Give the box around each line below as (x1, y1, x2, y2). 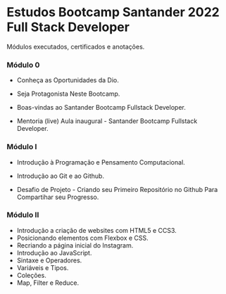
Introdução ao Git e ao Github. (16, 172, 105, 180)
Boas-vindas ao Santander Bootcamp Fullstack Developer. (16, 103, 186, 112)
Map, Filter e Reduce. (16, 279, 80, 287)
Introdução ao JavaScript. (16, 248, 92, 257)
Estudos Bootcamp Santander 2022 (6, 4, 220, 20)
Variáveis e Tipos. (16, 263, 69, 271)
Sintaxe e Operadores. (16, 256, 82, 264)
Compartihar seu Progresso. (16, 193, 99, 201)
